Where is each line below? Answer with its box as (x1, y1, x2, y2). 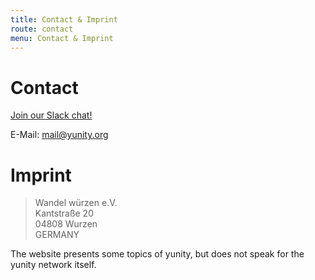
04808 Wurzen (34, 218, 98, 230)
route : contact (10, 24, 74, 34)
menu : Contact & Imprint (10, 33, 114, 43)
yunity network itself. (10, 259, 97, 271)
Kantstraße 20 (34, 207, 94, 220)
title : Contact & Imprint (10, 14, 118, 25)
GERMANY (34, 229, 80, 241)
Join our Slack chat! (10, 109, 93, 121)
